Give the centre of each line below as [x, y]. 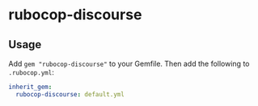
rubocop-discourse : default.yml [70, 94]
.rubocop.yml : [31, 72]
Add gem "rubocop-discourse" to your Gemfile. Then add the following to [129, 63]
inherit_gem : [30, 87]
